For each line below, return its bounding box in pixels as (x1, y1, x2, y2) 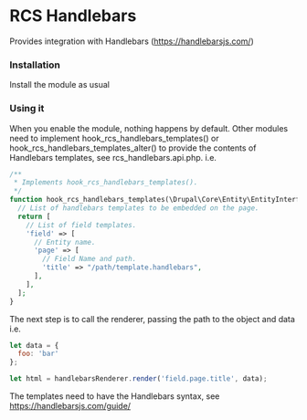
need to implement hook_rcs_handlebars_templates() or (9, 132, 219, 143)
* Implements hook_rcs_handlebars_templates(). (13, 178, 198, 187)
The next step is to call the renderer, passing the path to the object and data (9, 313, 295, 324)
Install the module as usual (9, 79, 110, 90)
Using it (9, 102, 45, 115)
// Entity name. (33, 237, 96, 247)
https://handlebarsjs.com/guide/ (9, 401, 131, 412)
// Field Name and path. (42, 255, 137, 264)
